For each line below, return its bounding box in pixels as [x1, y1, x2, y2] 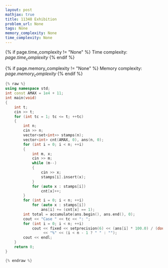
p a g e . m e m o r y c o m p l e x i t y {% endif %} [5, 71, 83, 78]
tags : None [5, 26, 28, 31]
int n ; [23, 123, 37, 128]
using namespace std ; [5, 86, 50, 91]
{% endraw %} [5, 258, 32, 263]
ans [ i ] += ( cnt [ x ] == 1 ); [40, 207, 95, 212]
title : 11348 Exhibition [5, 17, 57, 22]
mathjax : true [5, 12, 35, 17]
